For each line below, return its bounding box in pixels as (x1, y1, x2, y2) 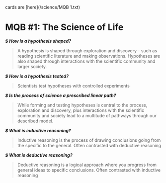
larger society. (17, 63, 47, 69)
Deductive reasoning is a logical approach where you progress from (17, 162, 157, 168)
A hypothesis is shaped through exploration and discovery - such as (17, 47, 158, 54)
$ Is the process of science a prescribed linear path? (5, 92, 116, 98)
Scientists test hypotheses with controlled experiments (17, 83, 130, 89)
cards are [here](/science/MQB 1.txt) (5, 4, 81, 10)
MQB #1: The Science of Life (5, 22, 124, 33)
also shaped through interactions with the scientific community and (17, 58, 156, 64)
